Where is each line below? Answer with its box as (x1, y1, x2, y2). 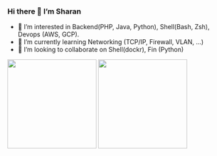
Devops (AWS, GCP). (17, 30, 80, 38)
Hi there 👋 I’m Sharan (7, 6, 82, 16)
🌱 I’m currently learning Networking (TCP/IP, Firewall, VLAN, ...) (17, 38, 204, 46)
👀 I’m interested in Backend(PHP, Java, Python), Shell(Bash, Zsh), (17, 23, 210, 31)
